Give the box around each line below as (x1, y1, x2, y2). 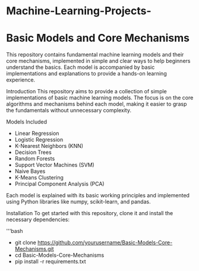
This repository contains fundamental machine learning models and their (6, 51, 184, 58)
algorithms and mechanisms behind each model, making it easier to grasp (6, 100, 187, 108)
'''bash (6, 228, 23, 235)
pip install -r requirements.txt (14, 258, 86, 265)
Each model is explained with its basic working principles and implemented (6, 192, 190, 199)
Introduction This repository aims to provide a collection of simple (6, 88, 168, 95)
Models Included (6, 118, 48, 125)
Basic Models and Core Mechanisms (6, 31, 190, 45)
